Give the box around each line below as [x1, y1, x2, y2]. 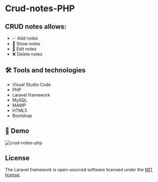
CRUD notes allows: [5, 22, 67, 31]
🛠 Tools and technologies [5, 66, 86, 75]
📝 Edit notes [12, 46, 37, 52]
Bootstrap [12, 113, 32, 119]
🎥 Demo [5, 127, 29, 135]
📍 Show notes [12, 41, 41, 46]
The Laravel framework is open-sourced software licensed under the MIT [5, 167, 153, 173]
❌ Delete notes [12, 51, 43, 57]
